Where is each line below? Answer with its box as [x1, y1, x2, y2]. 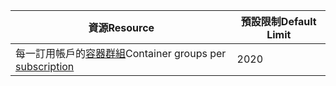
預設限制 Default [240, 15, 317, 28]
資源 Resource [88, 21, 155, 34]
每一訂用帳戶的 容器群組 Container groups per [15, 47, 227, 60]
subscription [15, 60, 75, 73]
